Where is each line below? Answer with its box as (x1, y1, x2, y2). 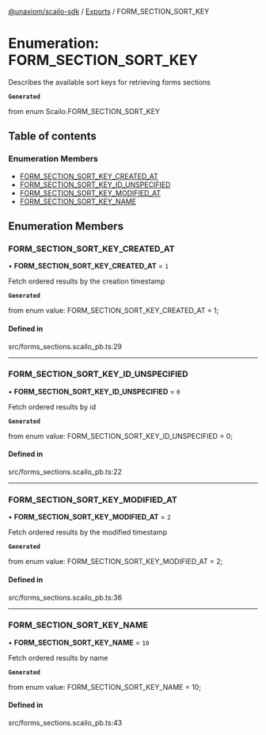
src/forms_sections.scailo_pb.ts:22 (8, 467, 123, 477)
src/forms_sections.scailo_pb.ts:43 (8, 718, 123, 728)
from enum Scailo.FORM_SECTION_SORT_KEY (8, 106, 161, 116)
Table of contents (8, 130, 97, 143)
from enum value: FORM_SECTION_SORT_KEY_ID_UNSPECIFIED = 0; (8, 431, 234, 440)
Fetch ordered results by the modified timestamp (8, 527, 168, 537)
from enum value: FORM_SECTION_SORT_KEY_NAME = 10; (8, 682, 202, 691)
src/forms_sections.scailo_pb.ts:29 (8, 341, 123, 351)
